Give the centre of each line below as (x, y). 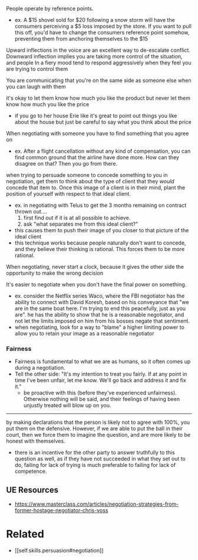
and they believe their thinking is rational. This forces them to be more (100, 249)
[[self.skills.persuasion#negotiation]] (59, 551)
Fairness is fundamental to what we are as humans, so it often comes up (103, 361)
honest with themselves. (36, 441)
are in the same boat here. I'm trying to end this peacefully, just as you (100, 308)
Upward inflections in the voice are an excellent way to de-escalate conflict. (98, 50)
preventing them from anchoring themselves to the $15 (81, 39)
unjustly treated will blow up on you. (67, 406)
